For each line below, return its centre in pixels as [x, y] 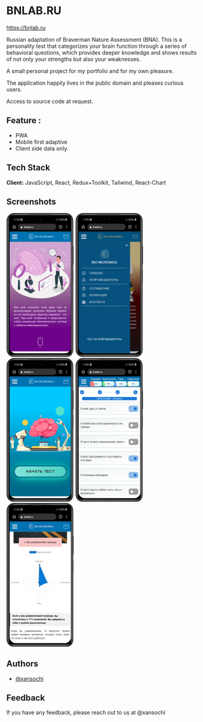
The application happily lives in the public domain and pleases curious [95, 83]
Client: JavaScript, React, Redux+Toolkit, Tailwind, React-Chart [86, 182]
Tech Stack [28, 168]
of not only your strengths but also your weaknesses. [74, 59]
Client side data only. [42, 148]
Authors [22, 664]
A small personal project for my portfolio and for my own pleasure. [90, 71]
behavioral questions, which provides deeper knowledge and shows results [102, 52]
